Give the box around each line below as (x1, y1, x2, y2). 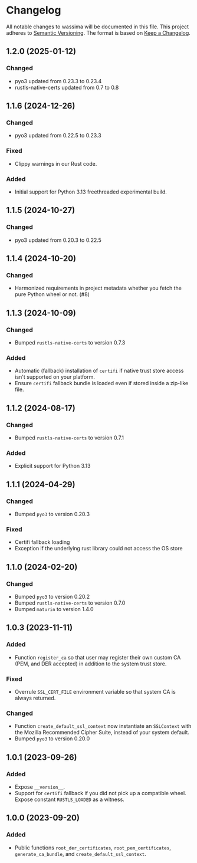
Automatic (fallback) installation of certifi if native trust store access (14, 367, 184, 375)
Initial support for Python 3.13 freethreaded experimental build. (14, 188, 167, 195)
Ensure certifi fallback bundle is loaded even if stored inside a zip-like (14, 380, 189, 387)
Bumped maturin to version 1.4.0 (14, 605, 94, 612)
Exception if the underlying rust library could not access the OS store (14, 545, 183, 552)
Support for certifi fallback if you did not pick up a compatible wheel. (14, 789, 187, 796)
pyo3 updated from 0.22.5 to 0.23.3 (14, 132, 102, 139)
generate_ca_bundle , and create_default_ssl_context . (14, 850, 146, 857)
